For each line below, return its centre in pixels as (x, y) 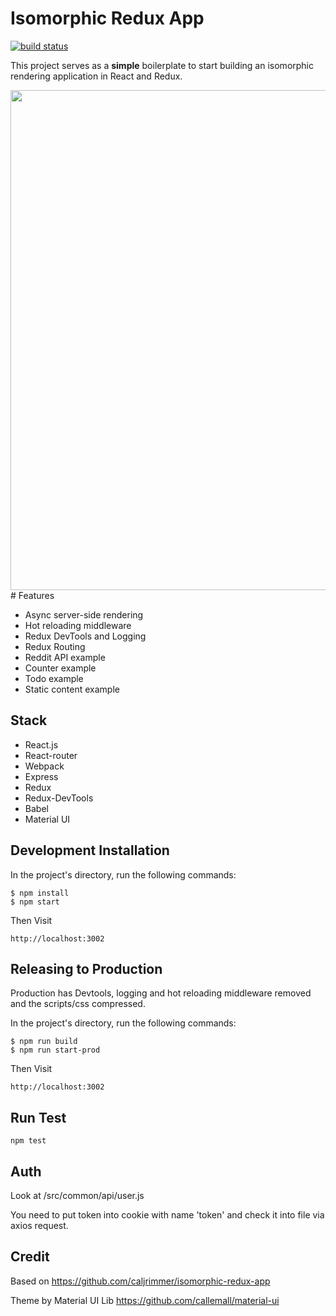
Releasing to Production (86, 968)
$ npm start (35, 902)
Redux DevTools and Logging (85, 636)
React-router (51, 755)
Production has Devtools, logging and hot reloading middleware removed (161, 993)
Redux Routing (55, 646)
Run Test (38, 1117)
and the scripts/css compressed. (78, 1004)
